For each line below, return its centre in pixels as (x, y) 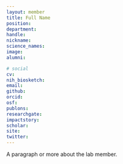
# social (17, 69)
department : (21, 29)
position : (19, 23)
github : (16, 91)
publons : (17, 108)
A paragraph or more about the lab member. (62, 154)
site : (13, 131)
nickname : (19, 40)
